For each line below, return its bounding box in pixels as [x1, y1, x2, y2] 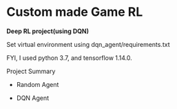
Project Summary [6, 67, 56, 75]
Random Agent [16, 80, 59, 88]
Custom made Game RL [6, 4, 143, 20]
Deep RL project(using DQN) [6, 27, 90, 35]
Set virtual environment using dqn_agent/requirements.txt [6, 40, 170, 48]
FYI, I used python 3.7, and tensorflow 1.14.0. [6, 53, 132, 62]
